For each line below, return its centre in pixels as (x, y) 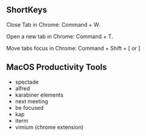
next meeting (32, 101)
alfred (22, 88)
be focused (29, 107)
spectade (27, 82)
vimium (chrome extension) (49, 127)
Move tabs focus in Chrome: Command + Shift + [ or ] (73, 48)
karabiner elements (39, 95)
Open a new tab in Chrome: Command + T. (60, 36)
